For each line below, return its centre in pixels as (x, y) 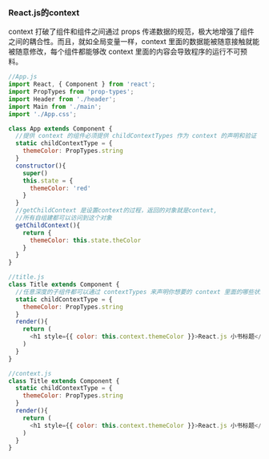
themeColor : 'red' (60, 188)
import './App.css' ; (43, 114)
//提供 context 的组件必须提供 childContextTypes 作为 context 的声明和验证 (136, 136)
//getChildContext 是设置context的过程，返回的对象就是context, (116, 211)
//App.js (23, 77)
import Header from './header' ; (62, 99)
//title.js (26, 277)
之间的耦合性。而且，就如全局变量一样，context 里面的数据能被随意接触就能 (134, 42)
